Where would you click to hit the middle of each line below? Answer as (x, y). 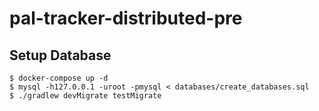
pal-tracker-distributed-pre (126, 18)
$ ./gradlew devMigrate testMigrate (85, 96)
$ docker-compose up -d (59, 78)
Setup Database (60, 55)
